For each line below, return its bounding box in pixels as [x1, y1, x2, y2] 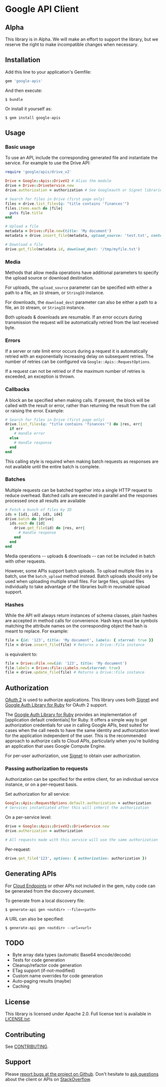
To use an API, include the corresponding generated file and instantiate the [5, 155, 158, 161]
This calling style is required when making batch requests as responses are [5, 458, 159, 464]
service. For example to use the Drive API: [5, 160, 90, 166]
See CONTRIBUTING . [5, 1043, 48, 1049]
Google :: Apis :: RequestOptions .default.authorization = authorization [5, 801, 152, 806]
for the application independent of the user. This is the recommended [5, 733, 147, 739]
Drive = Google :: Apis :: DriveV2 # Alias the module [5, 179, 112, 183]
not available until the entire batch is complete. [5, 463, 100, 469]
